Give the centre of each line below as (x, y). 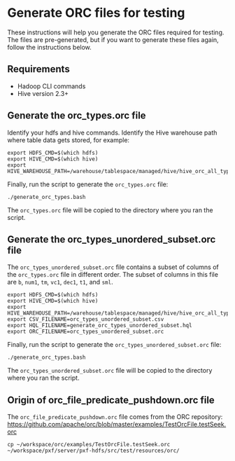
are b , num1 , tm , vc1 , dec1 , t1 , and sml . (60, 282)
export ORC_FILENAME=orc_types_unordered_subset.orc (86, 332)
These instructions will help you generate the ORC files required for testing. (116, 32)
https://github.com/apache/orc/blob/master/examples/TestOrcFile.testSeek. (117, 425)
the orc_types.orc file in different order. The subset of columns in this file (113, 275)
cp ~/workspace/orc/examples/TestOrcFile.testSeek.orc (89, 445)
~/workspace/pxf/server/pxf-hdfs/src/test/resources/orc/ (93, 451)
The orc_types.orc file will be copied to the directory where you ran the (110, 210)
